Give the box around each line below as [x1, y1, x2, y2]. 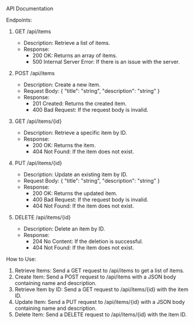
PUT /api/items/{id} [14, 160, 62, 166]
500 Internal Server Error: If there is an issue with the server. [32, 59, 180, 65]
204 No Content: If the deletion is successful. [32, 238, 143, 245]
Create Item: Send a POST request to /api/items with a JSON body [14, 273, 176, 280]
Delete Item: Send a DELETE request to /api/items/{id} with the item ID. [14, 311, 187, 318]
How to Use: [6, 255, 37, 263]
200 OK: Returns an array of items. [32, 52, 117, 59]
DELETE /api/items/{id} [14, 214, 71, 221]
